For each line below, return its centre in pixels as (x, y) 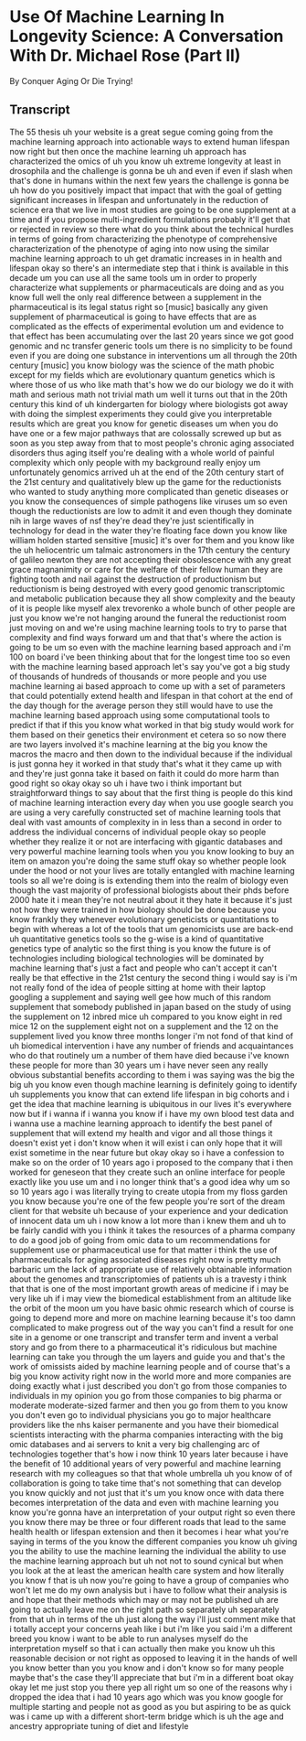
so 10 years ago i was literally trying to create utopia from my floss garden (148, 1191)
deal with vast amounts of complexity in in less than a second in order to (146, 822)
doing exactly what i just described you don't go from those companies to (148, 1386)
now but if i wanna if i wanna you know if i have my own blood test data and (152, 1113)
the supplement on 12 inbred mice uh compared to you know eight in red (146, 1016)
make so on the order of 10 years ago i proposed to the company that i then (152, 1162)
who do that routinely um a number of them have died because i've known (149, 1055)
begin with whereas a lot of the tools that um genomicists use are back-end (152, 929)
